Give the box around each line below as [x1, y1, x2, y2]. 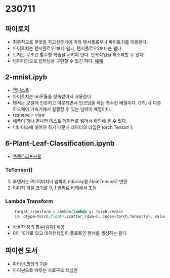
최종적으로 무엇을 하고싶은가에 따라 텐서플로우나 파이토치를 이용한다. [12, 39, 148, 45]
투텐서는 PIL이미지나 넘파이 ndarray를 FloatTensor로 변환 [12, 178, 127, 184]
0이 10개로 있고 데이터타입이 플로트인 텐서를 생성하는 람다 [12, 230, 127, 236]
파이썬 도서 [5, 247, 38, 255]
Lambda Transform [5, 197, 53, 204]
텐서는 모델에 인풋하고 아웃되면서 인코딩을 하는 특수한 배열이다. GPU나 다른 [12, 99, 161, 106]
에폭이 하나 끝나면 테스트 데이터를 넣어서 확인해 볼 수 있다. [12, 118, 127, 124]
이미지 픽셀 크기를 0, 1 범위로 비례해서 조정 [12, 185, 97, 191]
